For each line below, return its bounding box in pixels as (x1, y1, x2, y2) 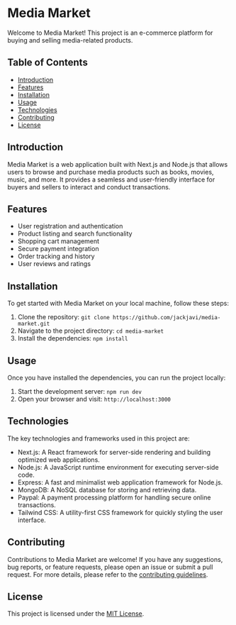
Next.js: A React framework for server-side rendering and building (17, 448, 211, 456)
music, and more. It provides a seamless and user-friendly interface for (7, 175, 215, 184)
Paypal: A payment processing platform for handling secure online (17, 493, 211, 502)
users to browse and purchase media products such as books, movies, (7, 167, 214, 176)
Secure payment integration (17, 245, 99, 253)
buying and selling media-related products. (7, 35, 133, 44)
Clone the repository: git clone (17, 313, 110, 321)
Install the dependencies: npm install (17, 334, 128, 343)
